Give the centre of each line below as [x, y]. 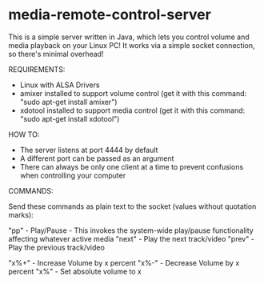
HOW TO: [24, 134]
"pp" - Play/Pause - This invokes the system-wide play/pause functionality [131, 230]
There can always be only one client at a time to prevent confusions [132, 166]
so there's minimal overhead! [56, 54]
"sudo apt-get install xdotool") [70, 118]
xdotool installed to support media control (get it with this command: [132, 110]
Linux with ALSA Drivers [60, 85]
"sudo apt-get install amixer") [68, 102]
